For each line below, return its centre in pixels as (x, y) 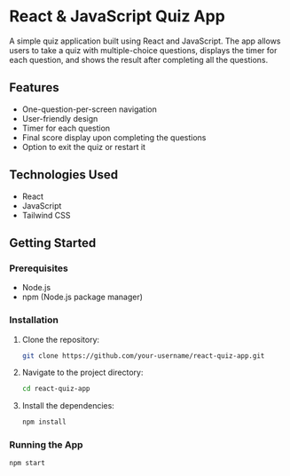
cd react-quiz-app (56, 389)
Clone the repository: (61, 339)
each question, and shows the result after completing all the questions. (139, 59)
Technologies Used (63, 175)
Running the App (46, 445)
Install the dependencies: (68, 406)
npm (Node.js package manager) (82, 297)
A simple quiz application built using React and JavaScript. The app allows (145, 41)
